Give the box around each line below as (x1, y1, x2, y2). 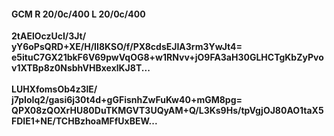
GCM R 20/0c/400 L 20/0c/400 (11, 8, 146, 20)
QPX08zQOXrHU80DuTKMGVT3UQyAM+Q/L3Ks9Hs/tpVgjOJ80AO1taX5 (11, 105, 324, 117)
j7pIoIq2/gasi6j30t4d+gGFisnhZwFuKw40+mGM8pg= (11, 94, 243, 106)
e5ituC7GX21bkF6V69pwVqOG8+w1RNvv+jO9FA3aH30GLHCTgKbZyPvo (11, 51, 324, 64)
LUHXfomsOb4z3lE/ (11, 83, 98, 95)
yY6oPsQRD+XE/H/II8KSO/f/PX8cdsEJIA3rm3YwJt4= (11, 41, 243, 53)
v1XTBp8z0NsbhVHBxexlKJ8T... (11, 62, 151, 74)
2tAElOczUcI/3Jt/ (11, 30, 87, 42)
